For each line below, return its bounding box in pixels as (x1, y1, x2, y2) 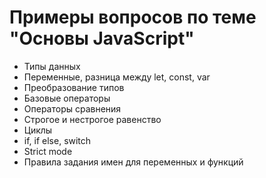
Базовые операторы (23, 92, 111, 104)
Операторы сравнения (23, 102, 122, 115)
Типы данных (23, 60, 81, 72)
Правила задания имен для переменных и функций (23, 156, 244, 168)
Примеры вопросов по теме (9, 6, 257, 29)
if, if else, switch (23, 134, 92, 146)
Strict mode (23, 145, 73, 157)
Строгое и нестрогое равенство (23, 113, 162, 125)
